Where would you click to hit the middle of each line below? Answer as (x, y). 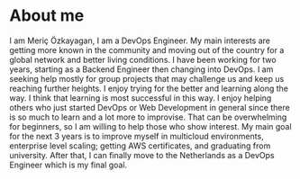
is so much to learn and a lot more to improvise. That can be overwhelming (148, 117)
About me (47, 16)
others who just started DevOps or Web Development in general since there (150, 107)
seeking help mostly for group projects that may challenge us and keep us (147, 78)
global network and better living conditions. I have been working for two (143, 59)
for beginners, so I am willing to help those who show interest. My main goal (150, 126)
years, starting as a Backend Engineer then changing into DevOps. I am (141, 69)
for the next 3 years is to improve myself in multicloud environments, (136, 136)
